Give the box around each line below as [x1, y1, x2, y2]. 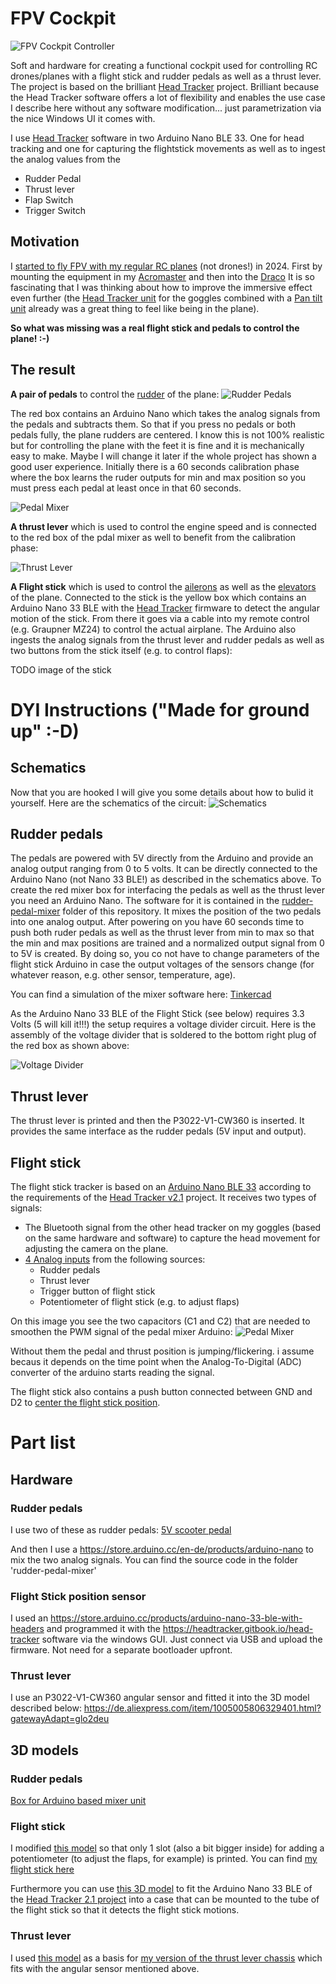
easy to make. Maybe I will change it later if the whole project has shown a [10, 450, 317, 462]
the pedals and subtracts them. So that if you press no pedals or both [10, 418, 297, 430]
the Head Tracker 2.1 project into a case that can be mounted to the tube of [10, 1893, 320, 1906]
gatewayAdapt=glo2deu [10, 1713, 110, 1725]
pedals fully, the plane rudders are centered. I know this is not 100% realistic [10, 428, 325, 441]
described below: [10, 1702, 82, 1714]
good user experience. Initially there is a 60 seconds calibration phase [10, 460, 300, 472]
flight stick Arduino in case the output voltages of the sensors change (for [10, 958, 315, 971]
